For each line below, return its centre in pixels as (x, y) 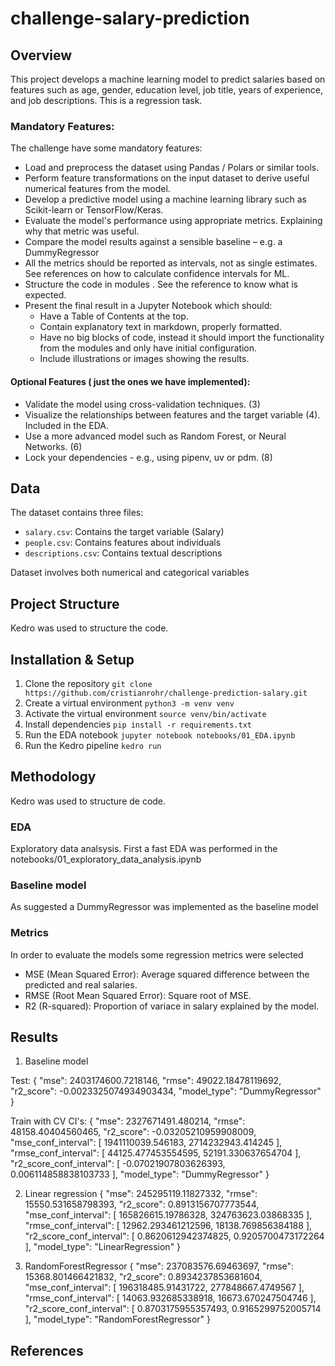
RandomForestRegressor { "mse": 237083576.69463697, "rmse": (159, 1266)
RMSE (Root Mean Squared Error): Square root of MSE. (138, 995)
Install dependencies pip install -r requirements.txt (138, 724)
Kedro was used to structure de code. (88, 801)
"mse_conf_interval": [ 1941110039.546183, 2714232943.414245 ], (146, 1143)
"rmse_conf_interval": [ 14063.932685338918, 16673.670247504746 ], (170, 1298)
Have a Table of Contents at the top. (114, 316)
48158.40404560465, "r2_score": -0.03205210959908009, (133, 1132)
